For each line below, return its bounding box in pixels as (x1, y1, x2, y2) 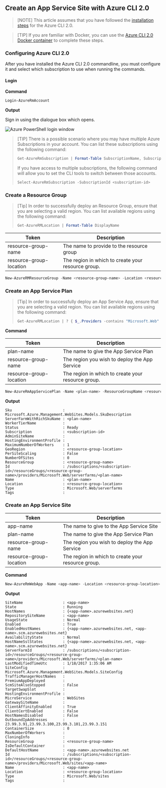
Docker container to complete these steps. (17, 37, 104, 43)
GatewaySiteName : (5, 700, 65, 705)
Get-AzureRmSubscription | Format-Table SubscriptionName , (17, 156, 142, 161)
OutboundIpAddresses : (5, 718, 65, 723)
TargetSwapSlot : (5, 687, 65, 692)
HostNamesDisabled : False (5, 713, 79, 718)
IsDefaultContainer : (5, 743, 65, 748)
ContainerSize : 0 (5, 726, 70, 731)
